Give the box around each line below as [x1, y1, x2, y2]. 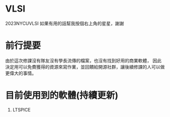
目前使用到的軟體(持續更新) [5, 90, 119, 101]
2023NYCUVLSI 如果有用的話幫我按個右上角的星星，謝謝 [5, 20, 124, 26]
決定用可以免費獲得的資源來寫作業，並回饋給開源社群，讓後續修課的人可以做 [5, 64, 165, 70]
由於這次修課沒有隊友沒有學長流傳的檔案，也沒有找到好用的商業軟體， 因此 [5, 57, 162, 64]
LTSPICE [12, 106, 31, 112]
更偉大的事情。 [5, 70, 36, 76]
